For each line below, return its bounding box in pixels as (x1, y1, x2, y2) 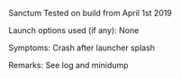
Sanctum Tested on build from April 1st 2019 (8, 8, 173, 18)
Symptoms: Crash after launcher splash (8, 42, 155, 53)
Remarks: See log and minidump (8, 60, 129, 70)
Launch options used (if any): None (8, 25, 140, 35)
